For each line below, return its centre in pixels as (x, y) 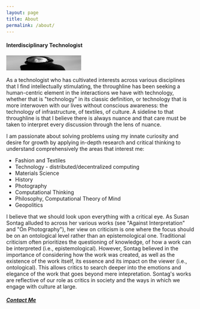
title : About (22, 19)
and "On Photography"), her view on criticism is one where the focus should (100, 229)
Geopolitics (29, 205)
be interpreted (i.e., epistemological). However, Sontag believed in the (92, 248)
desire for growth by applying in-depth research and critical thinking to (93, 142)
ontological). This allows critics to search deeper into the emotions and (94, 267)
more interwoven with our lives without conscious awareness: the (87, 105)
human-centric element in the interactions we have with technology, (90, 92)
